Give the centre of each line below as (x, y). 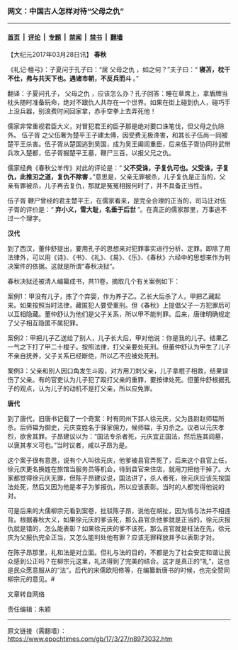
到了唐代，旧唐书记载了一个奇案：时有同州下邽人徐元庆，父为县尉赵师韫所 (116, 418)
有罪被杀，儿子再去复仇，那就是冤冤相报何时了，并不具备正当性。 (109, 185)
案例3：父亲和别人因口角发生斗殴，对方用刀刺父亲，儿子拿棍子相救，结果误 (118, 371)
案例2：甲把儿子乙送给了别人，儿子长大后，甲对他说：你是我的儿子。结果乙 (118, 337)
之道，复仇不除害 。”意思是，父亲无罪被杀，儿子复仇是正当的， (129, 176)
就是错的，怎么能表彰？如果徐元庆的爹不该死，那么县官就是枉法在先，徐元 (122, 528)
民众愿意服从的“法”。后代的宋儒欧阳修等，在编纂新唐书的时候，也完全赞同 (121, 570)
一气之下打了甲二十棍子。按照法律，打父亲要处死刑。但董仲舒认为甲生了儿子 (119, 347)
